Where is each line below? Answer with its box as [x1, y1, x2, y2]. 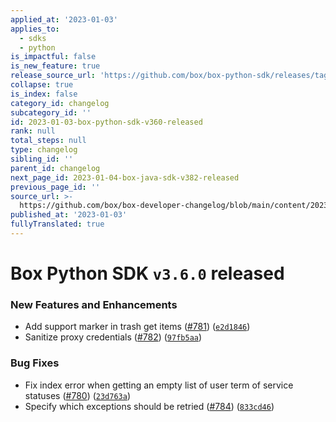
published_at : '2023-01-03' [10, 210, 128, 220]
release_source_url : [10, 71, 97, 81]
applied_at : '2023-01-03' [10, 14, 118, 25]
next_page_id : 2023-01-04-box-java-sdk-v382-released [10, 172, 240, 183]
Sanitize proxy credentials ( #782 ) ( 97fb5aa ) [24, 331, 203, 343]
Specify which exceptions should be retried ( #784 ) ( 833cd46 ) [24, 400, 275, 412]
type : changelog [10, 145, 78, 155]
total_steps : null [10, 136, 87, 146]
